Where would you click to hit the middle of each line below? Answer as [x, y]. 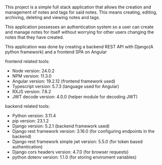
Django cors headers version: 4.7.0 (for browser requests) [70, 152]
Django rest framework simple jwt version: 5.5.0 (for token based [77, 142]
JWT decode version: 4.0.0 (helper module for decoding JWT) [75, 97]
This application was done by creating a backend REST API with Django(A [79, 47]
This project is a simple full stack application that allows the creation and [78, 7]
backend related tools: [28, 106]
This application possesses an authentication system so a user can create [79, 27]
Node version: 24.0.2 [33, 71]
